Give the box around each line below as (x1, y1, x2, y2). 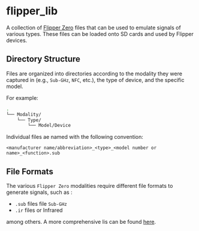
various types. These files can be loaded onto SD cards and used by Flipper (6, 30, 194, 37)
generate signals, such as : (6, 189, 73, 196)
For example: (6, 94, 39, 101)
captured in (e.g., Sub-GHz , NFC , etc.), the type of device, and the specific (6, 76, 185, 83)
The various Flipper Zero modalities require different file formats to (6, 183, 173, 190)
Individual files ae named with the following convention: (6, 133, 144, 141)
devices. (6, 37, 28, 44)
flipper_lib (6, 4, 58, 18)
